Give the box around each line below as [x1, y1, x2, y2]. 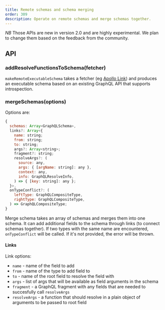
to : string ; [14, 142, 39, 147]
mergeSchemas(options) [5, 98, 67, 105]
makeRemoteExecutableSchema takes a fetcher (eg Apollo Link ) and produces [5, 76, 157, 81]
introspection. [5, 86, 34, 92]
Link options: [5, 253, 32, 259]
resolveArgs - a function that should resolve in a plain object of [12, 294, 141, 300]
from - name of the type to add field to [12, 268, 90, 274]
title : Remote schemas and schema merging [5, 7, 94, 12]
